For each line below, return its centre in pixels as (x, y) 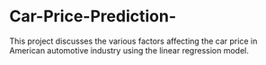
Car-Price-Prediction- (93, 16)
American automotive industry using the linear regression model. (129, 50)
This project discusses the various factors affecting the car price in (133, 41)
